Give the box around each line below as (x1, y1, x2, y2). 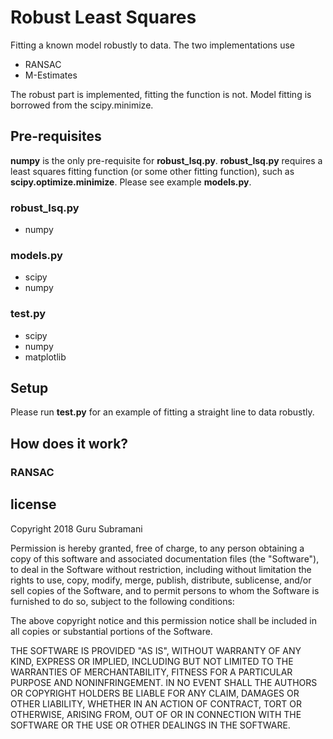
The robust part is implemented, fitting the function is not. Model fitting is (10, 88, 312, 100)
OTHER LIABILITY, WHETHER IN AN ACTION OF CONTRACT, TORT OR (10, 697, 302, 710)
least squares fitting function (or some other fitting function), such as (10, 165, 295, 177)
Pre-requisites (10, 128, 102, 145)
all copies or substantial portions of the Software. (10, 625, 213, 637)
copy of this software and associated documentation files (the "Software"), (10, 552, 320, 565)
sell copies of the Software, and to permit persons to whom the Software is (10, 584, 320, 596)
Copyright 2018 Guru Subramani (10, 522, 143, 535)
